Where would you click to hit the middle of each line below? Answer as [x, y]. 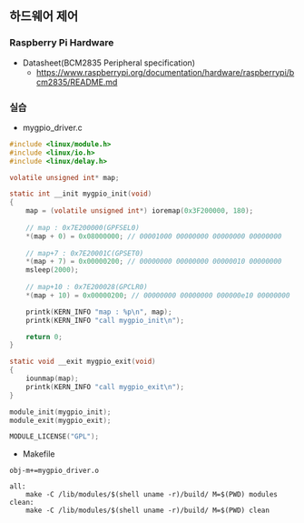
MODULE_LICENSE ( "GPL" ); [54, 437]
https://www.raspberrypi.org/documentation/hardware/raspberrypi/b [165, 72]
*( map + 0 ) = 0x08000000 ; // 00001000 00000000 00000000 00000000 [154, 236]
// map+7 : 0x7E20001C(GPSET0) [85, 253]
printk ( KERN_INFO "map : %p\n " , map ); [99, 312]
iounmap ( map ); [52, 379]
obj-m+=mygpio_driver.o [54, 471]
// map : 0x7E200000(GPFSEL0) [83, 227]
